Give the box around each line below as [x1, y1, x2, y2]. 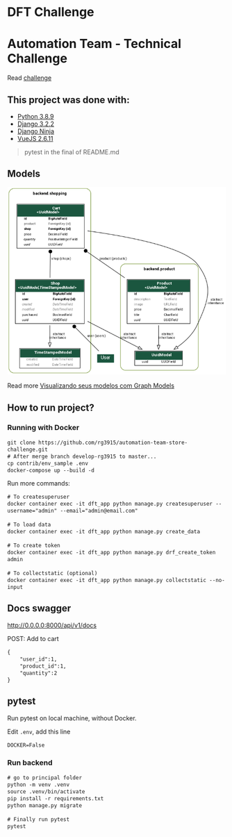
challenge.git [7, 446, 49, 454]
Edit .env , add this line [7, 727, 71, 736]
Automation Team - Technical [7, 36, 182, 52]
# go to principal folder [7, 774, 82, 781]
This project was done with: [7, 94, 130, 106]
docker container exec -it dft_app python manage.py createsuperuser [7, 501, 213, 508]
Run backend [7, 758, 53, 768]
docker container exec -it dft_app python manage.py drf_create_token [7, 549, 216, 556]
